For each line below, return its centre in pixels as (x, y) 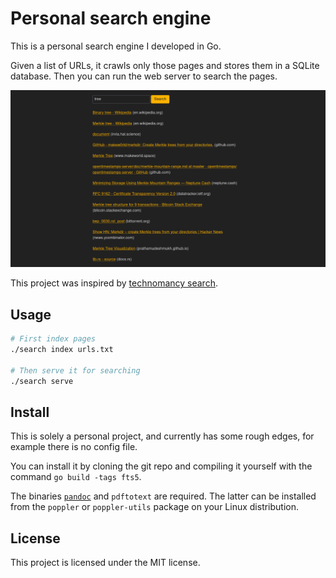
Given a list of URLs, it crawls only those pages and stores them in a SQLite (165, 65)
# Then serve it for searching (75, 370)
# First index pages (53, 339)
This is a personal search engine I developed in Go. (116, 46)
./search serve (42, 381)
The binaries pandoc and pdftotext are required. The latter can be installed (163, 496)
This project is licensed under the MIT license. (105, 563)
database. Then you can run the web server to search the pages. (144, 76)
